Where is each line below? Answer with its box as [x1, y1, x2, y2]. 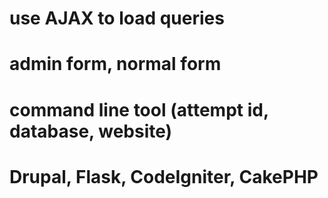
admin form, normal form [9, 53, 222, 76]
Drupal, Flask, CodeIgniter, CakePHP [9, 165, 319, 188]
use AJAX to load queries [9, 7, 225, 30]
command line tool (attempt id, [9, 98, 269, 121]
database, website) [9, 120, 173, 142]
